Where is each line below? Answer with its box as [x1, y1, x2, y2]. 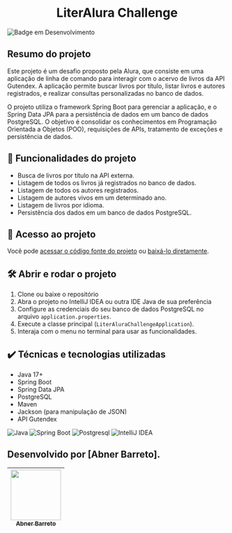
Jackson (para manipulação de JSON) [17, 407, 127, 416]
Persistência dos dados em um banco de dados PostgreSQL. [17, 208, 192, 217]
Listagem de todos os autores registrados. [17, 186, 139, 194]
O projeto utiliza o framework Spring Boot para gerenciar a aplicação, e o [7, 103, 217, 111]
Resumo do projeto [7, 48, 91, 60]
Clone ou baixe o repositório [17, 290, 99, 298]
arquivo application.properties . [17, 312, 111, 321]
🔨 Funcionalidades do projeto [7, 152, 137, 165]
